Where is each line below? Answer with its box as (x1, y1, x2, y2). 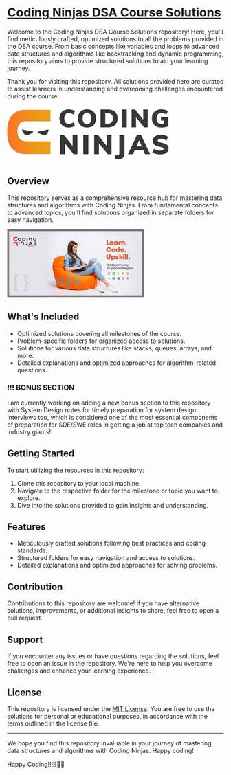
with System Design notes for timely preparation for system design (7, 405, 197, 414)
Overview (7, 175, 50, 187)
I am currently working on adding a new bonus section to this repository (7, 398, 211, 407)
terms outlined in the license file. (7, 719, 100, 728)
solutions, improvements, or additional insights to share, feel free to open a (7, 607, 219, 615)
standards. (16, 546, 48, 554)
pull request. (7, 614, 43, 622)
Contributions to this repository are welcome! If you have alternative (7, 599, 200, 607)
